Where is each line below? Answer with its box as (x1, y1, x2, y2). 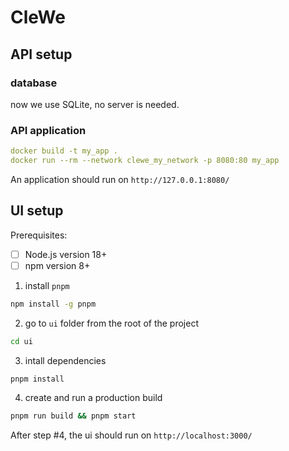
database (10, 76, 58, 90)
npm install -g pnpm (10, 299, 97, 309)
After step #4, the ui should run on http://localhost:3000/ (10, 429, 253, 441)
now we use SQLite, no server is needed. (10, 98, 180, 110)
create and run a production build (24, 392, 163, 404)
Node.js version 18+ (24, 248, 108, 260)
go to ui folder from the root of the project (24, 317, 199, 329)
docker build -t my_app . (10, 146, 118, 156)
